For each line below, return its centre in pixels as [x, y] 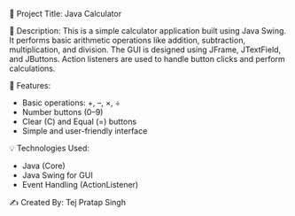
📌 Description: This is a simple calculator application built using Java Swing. [147, 31]
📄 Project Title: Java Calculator [66, 14]
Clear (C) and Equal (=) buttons [79, 121]
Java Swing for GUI [57, 175]
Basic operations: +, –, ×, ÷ [71, 103]
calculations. [32, 68]
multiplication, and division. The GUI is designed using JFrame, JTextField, [145, 50]
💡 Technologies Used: [50, 148]
